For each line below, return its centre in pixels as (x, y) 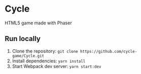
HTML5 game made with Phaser (38, 23)
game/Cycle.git (28, 56)
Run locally (23, 39)
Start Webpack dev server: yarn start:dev (57, 66)
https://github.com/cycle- (109, 51)
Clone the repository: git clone (45, 51)
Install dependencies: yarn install (49, 61)
